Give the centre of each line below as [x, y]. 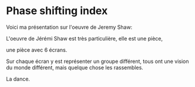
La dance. [18, 79]
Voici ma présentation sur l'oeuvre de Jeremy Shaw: [69, 27]
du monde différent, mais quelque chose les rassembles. [75, 67]
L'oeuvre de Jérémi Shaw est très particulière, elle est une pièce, [85, 38]
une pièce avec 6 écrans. [37, 50]
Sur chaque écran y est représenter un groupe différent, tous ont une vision [97, 61]
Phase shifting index [57, 11]
